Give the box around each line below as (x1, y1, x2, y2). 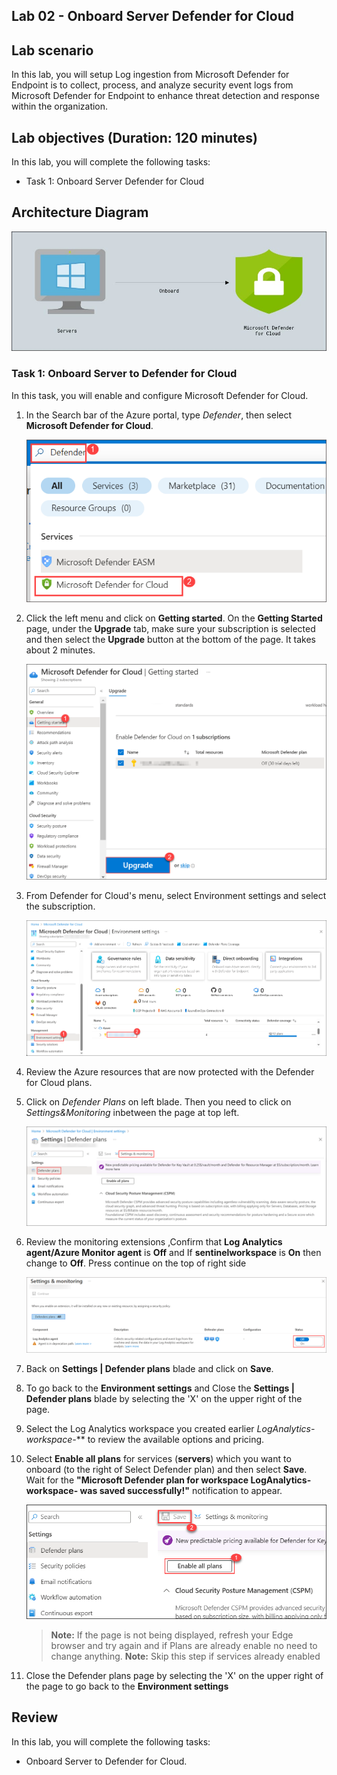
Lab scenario (11, 42, 94, 59)
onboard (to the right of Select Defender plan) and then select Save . (25, 1464, 308, 1476)
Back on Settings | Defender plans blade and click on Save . (25, 1363, 274, 1375)
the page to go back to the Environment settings (25, 1680, 229, 1692)
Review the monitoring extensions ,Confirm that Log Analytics (25, 1236, 283, 1248)
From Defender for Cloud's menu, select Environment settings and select (25, 890, 327, 902)
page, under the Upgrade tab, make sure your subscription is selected (25, 622, 316, 634)
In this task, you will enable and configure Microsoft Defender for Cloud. (11, 389, 309, 401)
